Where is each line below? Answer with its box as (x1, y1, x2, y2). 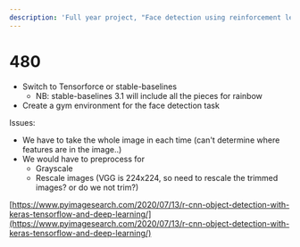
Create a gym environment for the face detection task (21, 100, 221, 111)
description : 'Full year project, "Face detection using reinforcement (9, 12, 281, 22)
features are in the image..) (21, 144, 122, 154)
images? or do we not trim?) (35, 182, 139, 193)
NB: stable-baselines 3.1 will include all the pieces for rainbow (35, 90, 263, 101)
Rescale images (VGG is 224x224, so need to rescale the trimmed (35, 172, 279, 183)
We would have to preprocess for (21, 153, 146, 164)
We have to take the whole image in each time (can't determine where (21, 135, 280, 145)
